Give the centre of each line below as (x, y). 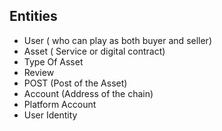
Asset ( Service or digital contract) (94, 51)
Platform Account (60, 104)
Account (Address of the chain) (88, 93)
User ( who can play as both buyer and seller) (117, 40)
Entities (33, 16)
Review (39, 72)
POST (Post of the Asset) (75, 83)
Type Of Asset (53, 61)
